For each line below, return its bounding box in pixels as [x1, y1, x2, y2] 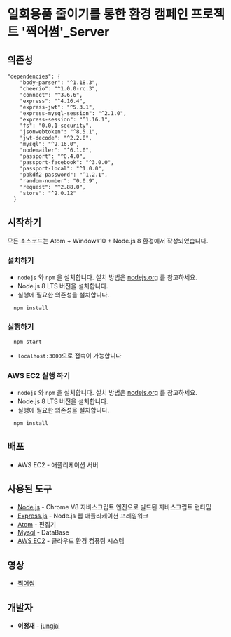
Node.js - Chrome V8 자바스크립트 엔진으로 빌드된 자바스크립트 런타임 [17, 503, 212, 511]
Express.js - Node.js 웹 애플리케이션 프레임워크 [17, 511, 149, 520]
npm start [13, 338, 42, 346]
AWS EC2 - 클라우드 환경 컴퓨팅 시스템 [17, 537, 125, 545]
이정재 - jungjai [17, 622, 60, 630]
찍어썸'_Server [25, 24, 110, 40]
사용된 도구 [7, 483, 52, 495]
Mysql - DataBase [17, 528, 70, 537]
